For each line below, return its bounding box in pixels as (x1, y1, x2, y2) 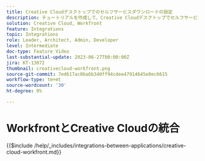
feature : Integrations (6, 26, 64, 32)
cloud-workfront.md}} (6, 148, 62, 156)
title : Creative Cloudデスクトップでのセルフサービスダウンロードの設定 (6, 9, 173, 15)
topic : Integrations (6, 32, 59, 38)
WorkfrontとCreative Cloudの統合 (6, 122, 180, 135)
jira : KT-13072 (6, 60, 45, 66)
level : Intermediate (6, 43, 59, 49)
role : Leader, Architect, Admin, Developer (6, 37, 119, 43)
